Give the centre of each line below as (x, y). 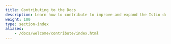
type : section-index (27, 24)
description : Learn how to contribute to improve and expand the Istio (83, 15)
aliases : (15, 29)
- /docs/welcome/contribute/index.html (57, 33)
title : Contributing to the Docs (41, 10)
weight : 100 (18, 19)
